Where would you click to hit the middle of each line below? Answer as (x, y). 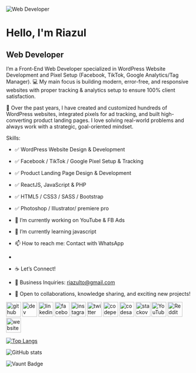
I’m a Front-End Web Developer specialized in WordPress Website (86, 69)
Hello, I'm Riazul (46, 33)
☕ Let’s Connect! (35, 269)
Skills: (13, 138)
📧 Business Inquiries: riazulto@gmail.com (65, 282)
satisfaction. (21, 96)
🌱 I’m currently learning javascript (55, 232)
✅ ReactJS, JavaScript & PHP (50, 185)
